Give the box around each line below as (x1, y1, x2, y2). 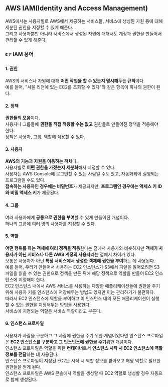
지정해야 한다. (18, 276, 46, 282)
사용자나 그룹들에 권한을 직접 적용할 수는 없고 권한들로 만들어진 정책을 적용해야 (5, 121, 158, 127)
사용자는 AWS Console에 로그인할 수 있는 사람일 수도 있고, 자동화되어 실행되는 (5, 171, 159, 177)
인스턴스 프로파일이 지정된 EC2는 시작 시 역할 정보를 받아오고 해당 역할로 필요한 (5, 357, 161, 363)
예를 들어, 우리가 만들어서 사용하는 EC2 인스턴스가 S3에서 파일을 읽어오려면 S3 (5, 264, 160, 270)
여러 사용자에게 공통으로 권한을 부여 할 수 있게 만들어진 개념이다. (5, 214, 129, 220)
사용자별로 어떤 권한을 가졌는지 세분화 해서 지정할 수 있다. (5, 164, 116, 170)
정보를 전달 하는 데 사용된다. (5, 351, 59, 357)
